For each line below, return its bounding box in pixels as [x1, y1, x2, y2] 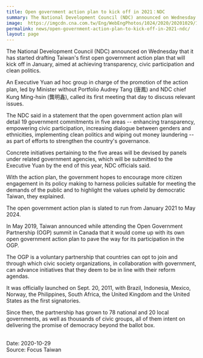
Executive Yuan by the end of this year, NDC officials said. [6, 162, 151, 169]
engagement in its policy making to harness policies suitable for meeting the [6, 180, 196, 187]
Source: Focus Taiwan [6, 346, 62, 353]
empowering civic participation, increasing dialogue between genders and [6, 125, 192, 132]
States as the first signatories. [6, 297, 81, 304]
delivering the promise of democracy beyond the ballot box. [6, 322, 155, 329]
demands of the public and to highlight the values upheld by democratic [6, 186, 185, 193]
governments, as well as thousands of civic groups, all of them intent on [6, 315, 185, 322]
